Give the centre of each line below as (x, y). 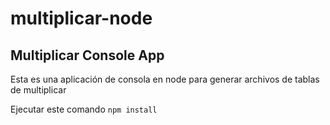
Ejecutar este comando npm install (84, 109)
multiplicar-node (81, 18)
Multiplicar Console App (87, 55)
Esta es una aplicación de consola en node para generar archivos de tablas (165, 79)
